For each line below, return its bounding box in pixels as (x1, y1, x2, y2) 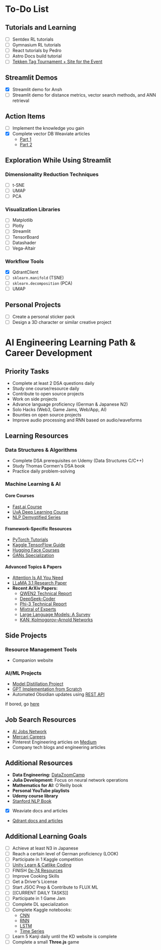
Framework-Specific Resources (5, 526, 72, 531)
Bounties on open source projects (12, 412, 82, 418)
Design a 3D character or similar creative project (12, 319, 111, 325)
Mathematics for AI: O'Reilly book (12, 783, 83, 789)
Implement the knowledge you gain (12, 125, 84, 131)
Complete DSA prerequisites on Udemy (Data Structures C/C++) (12, 457, 144, 464)
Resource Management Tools (5, 646, 77, 653)
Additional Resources (5, 759, 73, 767)
